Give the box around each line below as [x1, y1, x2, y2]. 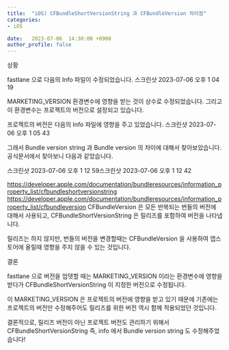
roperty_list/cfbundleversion [7, 203, 87, 211]
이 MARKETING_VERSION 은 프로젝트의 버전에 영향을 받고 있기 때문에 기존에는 [7, 295, 219, 304]
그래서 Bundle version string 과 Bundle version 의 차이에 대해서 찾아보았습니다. [7, 144, 222, 152]
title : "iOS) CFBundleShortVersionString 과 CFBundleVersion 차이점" [7, 10, 207, 17]
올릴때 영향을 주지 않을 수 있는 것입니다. [25, 243, 131, 252]
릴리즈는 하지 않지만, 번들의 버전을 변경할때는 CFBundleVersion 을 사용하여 [7, 234, 208, 243]
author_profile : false [7, 42, 72, 49]
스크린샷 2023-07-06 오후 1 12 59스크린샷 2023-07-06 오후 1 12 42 [7, 167, 192, 175]
